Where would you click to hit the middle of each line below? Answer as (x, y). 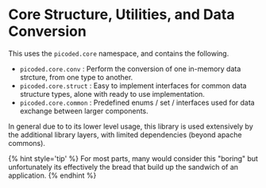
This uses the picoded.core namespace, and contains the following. (119, 53)
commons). (27, 143)
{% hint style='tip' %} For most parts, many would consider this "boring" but (133, 158)
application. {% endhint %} (52, 175)
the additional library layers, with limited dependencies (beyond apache (125, 134)
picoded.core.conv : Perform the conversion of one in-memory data (130, 68)
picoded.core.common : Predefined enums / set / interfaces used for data (137, 102)
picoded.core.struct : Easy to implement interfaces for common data (133, 86)
